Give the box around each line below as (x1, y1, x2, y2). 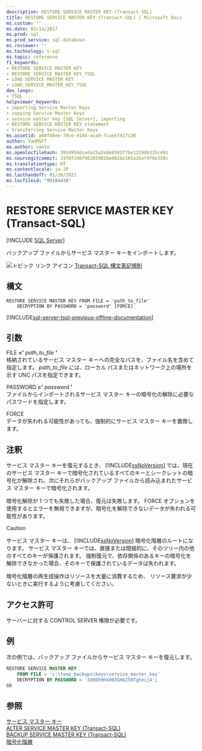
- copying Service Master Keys (6, 110, 85, 116)
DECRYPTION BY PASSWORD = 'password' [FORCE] (17, 303, 134, 309)
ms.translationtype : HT (6, 161, 66, 167)
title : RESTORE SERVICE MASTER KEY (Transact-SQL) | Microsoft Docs (6, 15, 182, 21)
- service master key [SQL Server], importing (6, 116, 125, 122)
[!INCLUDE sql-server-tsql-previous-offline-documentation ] (6, 313, 154, 321)
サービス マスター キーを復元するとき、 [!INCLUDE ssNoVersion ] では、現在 (6, 462, 194, 469)
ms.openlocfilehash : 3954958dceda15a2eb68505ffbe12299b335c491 (6, 149, 169, 156)
